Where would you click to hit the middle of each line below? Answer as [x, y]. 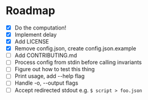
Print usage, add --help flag [50, 76]
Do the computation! [40, 28]
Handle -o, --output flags [46, 83]
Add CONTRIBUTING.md [46, 55]
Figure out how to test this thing [55, 69]
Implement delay [35, 35]
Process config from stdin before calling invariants [78, 63]
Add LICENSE [32, 42]
